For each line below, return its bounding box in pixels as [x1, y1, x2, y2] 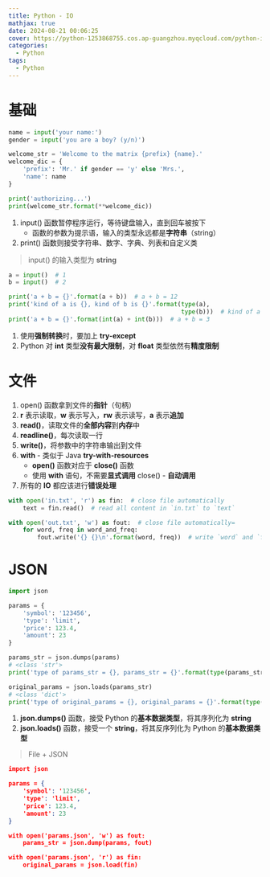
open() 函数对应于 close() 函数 [31, 460, 134, 470]
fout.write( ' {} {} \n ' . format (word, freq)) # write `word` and [37, 534, 253, 542]
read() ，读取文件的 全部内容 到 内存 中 [19, 420, 141, 430]
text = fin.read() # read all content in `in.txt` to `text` [22, 504, 235, 512]
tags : [8, 57, 27, 65]
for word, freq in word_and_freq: [22, 526, 138, 535]
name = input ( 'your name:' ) [8, 128, 103, 137]
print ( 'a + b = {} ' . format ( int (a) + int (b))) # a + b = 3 [8, 315, 211, 323]
